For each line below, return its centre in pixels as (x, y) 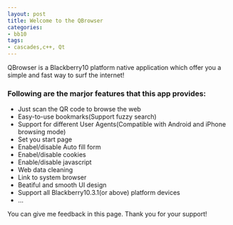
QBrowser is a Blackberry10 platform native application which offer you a (114, 67)
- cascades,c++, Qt (36, 47)
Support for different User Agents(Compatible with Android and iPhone (122, 124)
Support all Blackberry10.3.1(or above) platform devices (99, 193)
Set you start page (45, 139)
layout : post (27, 14)
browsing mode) (42, 132)
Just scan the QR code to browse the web (79, 109)
